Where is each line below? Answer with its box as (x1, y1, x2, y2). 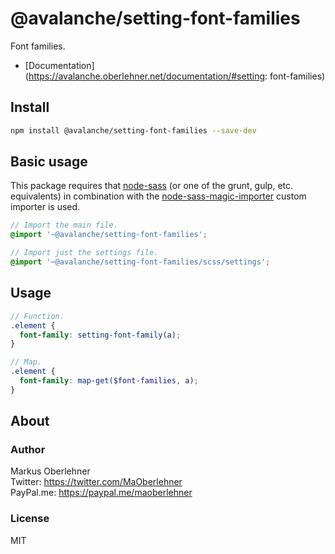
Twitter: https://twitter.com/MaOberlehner (10, 476, 183, 488)
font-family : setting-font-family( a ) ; (19, 330, 182, 340)
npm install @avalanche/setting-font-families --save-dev (10, 125, 257, 136)
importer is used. (10, 201, 81, 213)
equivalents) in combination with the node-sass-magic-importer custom (10, 190, 307, 202)
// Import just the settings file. (10, 248, 159, 258)
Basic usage (10, 153, 88, 171)
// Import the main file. (10, 220, 118, 231)
